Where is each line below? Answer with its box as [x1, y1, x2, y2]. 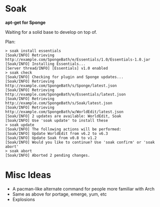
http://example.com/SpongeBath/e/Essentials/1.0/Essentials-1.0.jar [5, 57, 151, 62]
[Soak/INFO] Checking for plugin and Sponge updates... [5, 74, 124, 80]
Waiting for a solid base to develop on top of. [5, 29, 97, 35]
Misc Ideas [5, 170, 51, 181]
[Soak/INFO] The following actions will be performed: [5, 126, 122, 132]
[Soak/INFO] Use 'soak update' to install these [5, 118, 108, 123]
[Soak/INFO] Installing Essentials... [5, 61, 86, 66]
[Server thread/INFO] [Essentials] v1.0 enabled [5, 66, 108, 71]
